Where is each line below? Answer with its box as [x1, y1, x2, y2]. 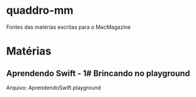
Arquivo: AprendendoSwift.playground [6, 84, 101, 91]
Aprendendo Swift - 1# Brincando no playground [6, 68, 191, 78]
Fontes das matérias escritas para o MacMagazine [6, 23, 131, 31]
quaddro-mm [6, 4, 74, 17]
